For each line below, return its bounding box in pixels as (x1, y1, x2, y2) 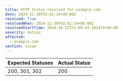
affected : (5, 35, 26, 40)
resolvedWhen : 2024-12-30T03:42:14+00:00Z (5, 21, 94, 26)
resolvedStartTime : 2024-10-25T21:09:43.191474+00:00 (5, 26, 119, 30)
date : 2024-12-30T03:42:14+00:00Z (5, 12, 77, 17)
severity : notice (5, 30, 41, 35)
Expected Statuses (7, 59, 53, 66)
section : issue (5, 44, 37, 49)
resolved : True (5, 16, 37, 21)
